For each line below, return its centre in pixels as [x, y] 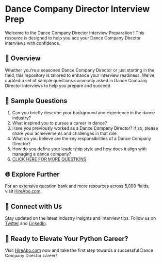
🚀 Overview [23, 59]
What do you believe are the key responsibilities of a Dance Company [81, 138]
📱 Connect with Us [33, 206]
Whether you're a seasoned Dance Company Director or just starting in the [80, 70]
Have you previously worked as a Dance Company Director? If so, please [85, 128]
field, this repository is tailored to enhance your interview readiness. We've [80, 75]
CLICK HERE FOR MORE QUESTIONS [49, 159]
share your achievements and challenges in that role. [65, 133]
